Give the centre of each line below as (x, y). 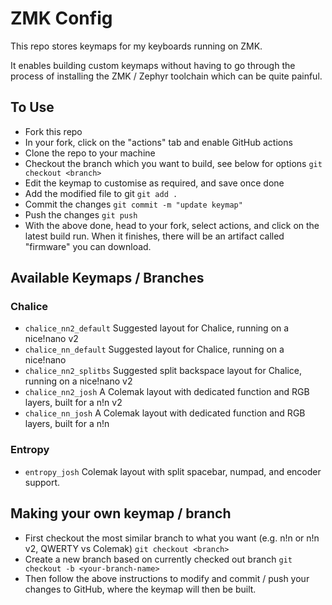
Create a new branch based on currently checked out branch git (158, 559)
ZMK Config (61, 18)
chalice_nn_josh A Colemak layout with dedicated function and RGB (165, 413)
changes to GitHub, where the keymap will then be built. (140, 589)
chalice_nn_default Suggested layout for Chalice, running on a (154, 349)
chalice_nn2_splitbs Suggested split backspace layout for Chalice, (163, 371)
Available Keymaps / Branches (107, 278)
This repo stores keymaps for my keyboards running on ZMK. (136, 46)
